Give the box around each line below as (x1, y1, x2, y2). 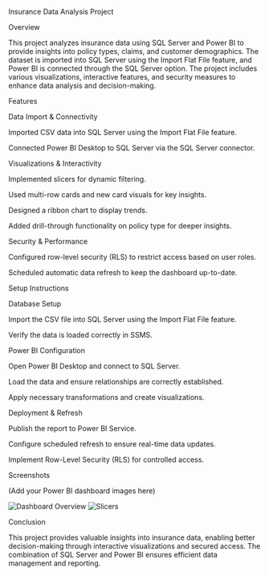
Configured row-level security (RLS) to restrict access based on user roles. (8, 253, 257, 261)
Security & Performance (8, 237, 88, 246)
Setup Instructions (8, 283, 70, 293)
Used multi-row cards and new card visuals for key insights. (8, 190, 207, 200)
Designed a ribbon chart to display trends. (8, 205, 148, 215)
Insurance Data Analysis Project (8, 7, 114, 16)
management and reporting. (8, 558, 101, 568)
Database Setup (8, 299, 62, 308)
